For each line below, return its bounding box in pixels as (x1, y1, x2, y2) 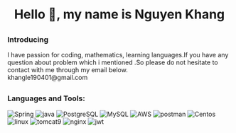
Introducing (7, 35, 49, 45)
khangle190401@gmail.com (7, 73, 88, 81)
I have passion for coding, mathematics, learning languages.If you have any (7, 50, 229, 59)
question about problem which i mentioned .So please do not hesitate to (7, 58, 218, 66)
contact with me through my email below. (7, 65, 128, 74)
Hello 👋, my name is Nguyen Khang (14, 6, 225, 23)
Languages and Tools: (7, 93, 85, 103)
